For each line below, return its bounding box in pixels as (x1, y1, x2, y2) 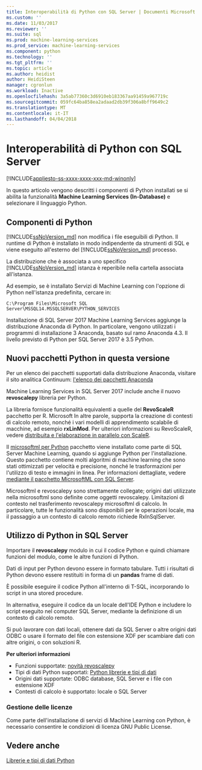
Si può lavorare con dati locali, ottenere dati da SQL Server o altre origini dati (6, 625, 197, 633)
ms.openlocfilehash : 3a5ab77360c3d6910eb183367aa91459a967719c (6, 93, 169, 99)
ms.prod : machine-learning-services (6, 37, 98, 43)
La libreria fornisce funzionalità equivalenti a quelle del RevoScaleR (6, 405, 174, 413)
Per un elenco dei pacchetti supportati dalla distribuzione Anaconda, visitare (6, 369, 196, 376)
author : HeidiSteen (6, 76, 55, 82)
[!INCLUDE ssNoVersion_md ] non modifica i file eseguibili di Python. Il (6, 233, 178, 240)
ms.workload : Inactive (6, 88, 63, 94)
